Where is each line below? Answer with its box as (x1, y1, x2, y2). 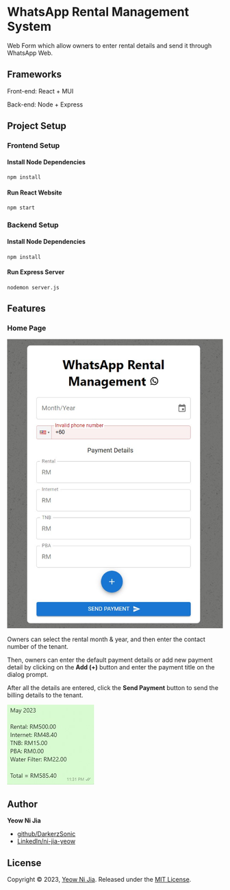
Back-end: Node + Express (7, 100, 84, 109)
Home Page (7, 324, 47, 333)
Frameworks (7, 69, 62, 80)
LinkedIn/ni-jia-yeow (16, 837, 76, 845)
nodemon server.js (7, 284, 60, 291)
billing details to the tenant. (7, 691, 84, 700)
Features (7, 303, 46, 315)
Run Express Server (7, 268, 65, 276)
